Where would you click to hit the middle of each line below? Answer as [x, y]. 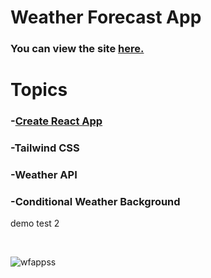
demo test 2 [35, 223]
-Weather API [44, 175]
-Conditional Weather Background [95, 201]
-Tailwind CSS [45, 148]
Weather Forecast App [106, 17]
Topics [39, 90]
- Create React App [56, 121]
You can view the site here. [77, 49]
